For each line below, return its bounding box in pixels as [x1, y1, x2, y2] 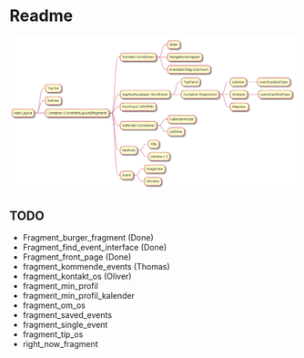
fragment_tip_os [22, 329, 84, 340]
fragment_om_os [22, 300, 86, 311]
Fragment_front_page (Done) [22, 251, 132, 262]
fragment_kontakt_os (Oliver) [22, 271, 132, 281]
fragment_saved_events [22, 309, 112, 320]
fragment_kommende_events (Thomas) [22, 261, 170, 271]
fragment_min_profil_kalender [22, 290, 135, 301]
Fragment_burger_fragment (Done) [22, 231, 155, 242]
